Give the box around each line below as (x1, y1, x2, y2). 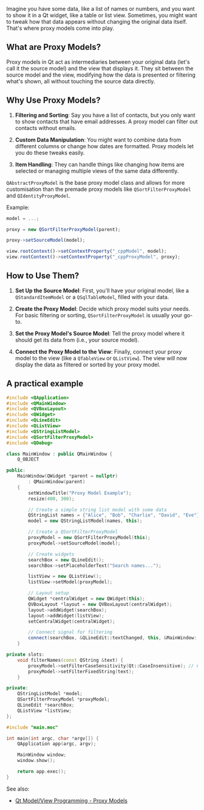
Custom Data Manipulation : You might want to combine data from (15, 136, 182, 143)
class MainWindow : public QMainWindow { (6, 451, 113, 457)
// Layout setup (28, 590, 69, 596)
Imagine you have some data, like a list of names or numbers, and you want (6, 5, 195, 12)
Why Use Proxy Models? (6, 95, 101, 106)
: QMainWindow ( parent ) (28, 479, 86, 485)
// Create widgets (28, 551, 75, 557)
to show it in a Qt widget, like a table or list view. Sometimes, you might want (6, 12, 197, 19)
